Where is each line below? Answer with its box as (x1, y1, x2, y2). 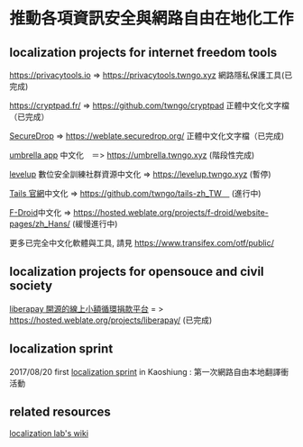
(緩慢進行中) (71, 218, 118, 229)
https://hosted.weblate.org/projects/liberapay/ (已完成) (9, 315, 213, 325)
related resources (9, 405, 111, 420)
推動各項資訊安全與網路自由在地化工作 (9, 8, 295, 29)
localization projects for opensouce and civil (9, 264, 264, 279)
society (9, 278, 52, 294)
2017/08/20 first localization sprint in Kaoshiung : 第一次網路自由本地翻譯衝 (9, 366, 289, 377)
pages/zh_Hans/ (9, 218, 70, 229)
